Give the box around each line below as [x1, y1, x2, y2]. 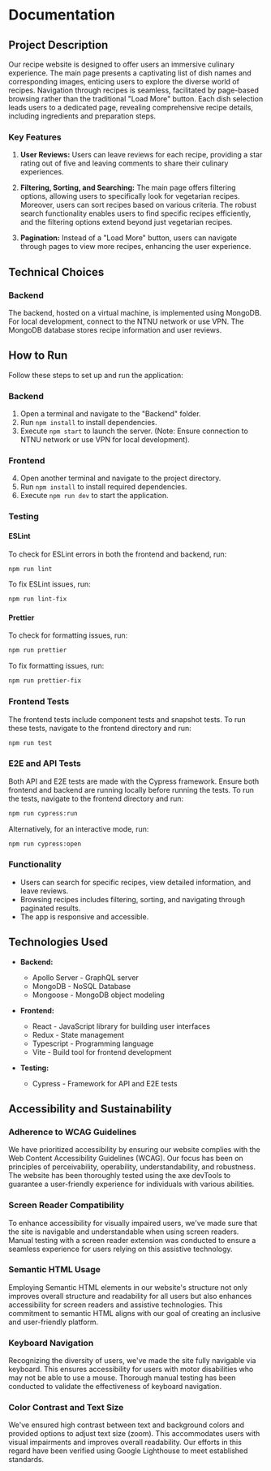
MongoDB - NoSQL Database [32, 981, 131, 991]
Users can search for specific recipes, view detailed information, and [19, 877, 252, 887]
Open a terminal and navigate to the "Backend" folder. [19, 409, 201, 419]
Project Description [8, 38, 109, 52]
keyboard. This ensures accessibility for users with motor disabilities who [8, 1365, 254, 1374]
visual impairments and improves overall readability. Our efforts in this [8, 1438, 242, 1447]
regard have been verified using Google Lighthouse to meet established [8, 1446, 248, 1456]
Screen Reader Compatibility [8, 1199, 124, 1211]
